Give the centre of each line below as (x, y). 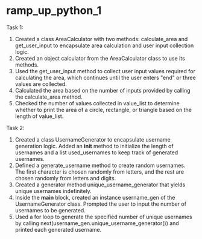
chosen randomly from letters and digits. (65, 178)
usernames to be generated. (50, 210)
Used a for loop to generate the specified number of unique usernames (103, 217)
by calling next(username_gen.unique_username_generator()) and (97, 223)
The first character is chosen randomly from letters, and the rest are (99, 172)
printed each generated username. (58, 229)
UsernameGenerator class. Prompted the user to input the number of (101, 204)
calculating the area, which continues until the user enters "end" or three (105, 77)
